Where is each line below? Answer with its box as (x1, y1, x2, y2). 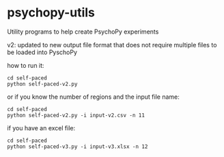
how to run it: (7, 61, 44, 69)
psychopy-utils (7, 5, 96, 21)
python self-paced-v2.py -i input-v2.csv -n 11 (7, 112, 145, 119)
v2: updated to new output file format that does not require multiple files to (7, 40, 217, 49)
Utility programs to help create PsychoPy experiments (7, 27, 159, 36)
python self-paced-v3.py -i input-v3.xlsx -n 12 (7, 143, 148, 150)
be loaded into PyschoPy (7, 48, 77, 56)
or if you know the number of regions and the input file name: (7, 93, 180, 101)
